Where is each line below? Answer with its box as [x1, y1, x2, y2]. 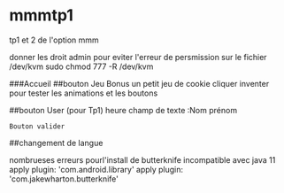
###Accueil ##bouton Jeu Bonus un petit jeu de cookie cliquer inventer [9, 78, 270, 89]
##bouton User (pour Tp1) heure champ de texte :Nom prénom [9, 104, 237, 115]
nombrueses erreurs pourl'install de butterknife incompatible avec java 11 [9, 154, 276, 165]
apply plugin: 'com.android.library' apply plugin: [9, 164, 184, 174]
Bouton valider [9, 121, 65, 131]
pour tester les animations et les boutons [9, 88, 158, 98]
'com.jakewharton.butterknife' [9, 174, 119, 184]
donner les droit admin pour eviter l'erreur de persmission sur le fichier [9, 51, 267, 62]
